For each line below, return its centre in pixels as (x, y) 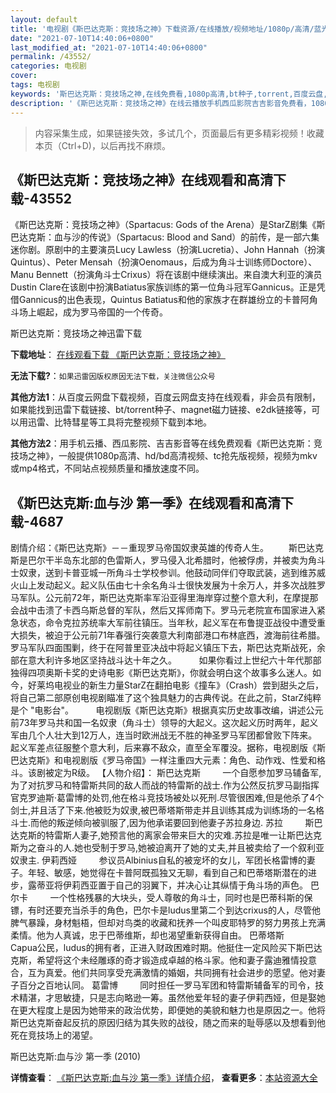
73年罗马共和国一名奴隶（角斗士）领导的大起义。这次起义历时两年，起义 (168, 723)
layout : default (44, 19)
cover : (24, 76)
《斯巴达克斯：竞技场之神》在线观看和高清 (141, 179)
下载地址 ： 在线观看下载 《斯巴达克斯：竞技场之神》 (118, 355)
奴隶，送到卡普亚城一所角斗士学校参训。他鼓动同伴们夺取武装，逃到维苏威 (172, 573)
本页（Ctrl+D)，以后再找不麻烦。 (102, 145)
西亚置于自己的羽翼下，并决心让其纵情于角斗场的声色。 (193, 885)
